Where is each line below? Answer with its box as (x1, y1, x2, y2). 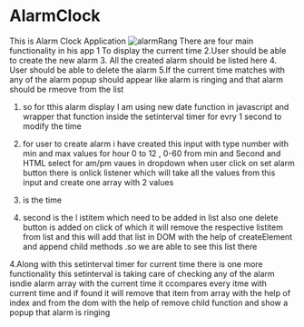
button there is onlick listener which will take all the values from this (22, 167, 276, 178)
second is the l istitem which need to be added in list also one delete (22, 212, 279, 223)
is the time (22, 194, 62, 205)
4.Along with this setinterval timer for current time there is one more (9, 258, 263, 269)
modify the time (22, 120, 82, 132)
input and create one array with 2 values (22, 176, 174, 187)
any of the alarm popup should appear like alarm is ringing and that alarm (9, 74, 284, 84)
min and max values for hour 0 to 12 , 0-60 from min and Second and (22, 147, 281, 159)
